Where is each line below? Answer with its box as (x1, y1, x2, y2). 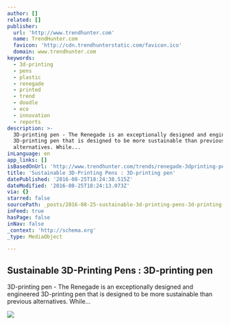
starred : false (7, 195, 51, 202)
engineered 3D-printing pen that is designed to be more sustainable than (7, 290, 213, 298)
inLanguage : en (7, 150, 51, 158)
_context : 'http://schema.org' (7, 227, 97, 234)
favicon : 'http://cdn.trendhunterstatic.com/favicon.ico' (13, 42, 183, 49)
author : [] (7, 10, 38, 17)
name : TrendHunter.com (13, 36, 78, 43)
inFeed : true (7, 208, 44, 215)
